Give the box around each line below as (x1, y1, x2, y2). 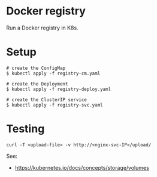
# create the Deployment (6, 81, 68, 87)
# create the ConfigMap (6, 65, 66, 71)
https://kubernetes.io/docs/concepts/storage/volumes (14, 164, 150, 171)
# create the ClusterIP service (6, 96, 87, 103)
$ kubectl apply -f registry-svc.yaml (6, 102, 103, 108)
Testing (6, 122, 45, 136)
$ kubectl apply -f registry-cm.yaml (6, 70, 101, 76)
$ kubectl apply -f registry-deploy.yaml (6, 86, 111, 92)
